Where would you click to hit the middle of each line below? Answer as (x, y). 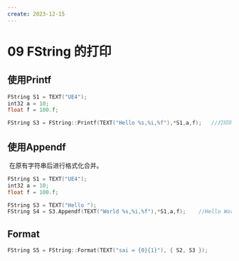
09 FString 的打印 (59, 51)
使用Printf (30, 80)
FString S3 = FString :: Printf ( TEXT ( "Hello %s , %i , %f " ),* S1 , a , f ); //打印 (118, 123)
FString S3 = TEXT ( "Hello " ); (52, 205)
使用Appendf (37, 147)
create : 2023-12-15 (36, 14)
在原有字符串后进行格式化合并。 (56, 165)
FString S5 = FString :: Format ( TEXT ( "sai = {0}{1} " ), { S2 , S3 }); (108, 250)
